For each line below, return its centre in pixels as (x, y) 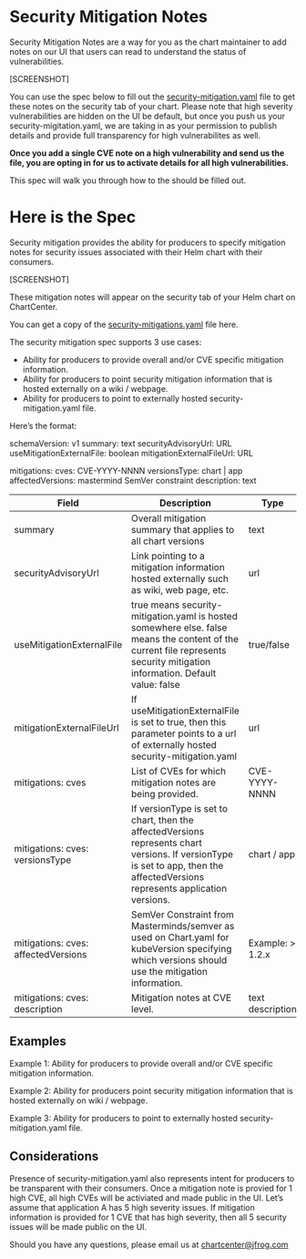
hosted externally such (180, 578)
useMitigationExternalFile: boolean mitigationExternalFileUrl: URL (131, 453)
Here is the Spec (73, 217)
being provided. (164, 793)
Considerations (54, 1157)
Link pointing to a (168, 556)
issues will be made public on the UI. (78, 1226)
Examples (38, 1042)
